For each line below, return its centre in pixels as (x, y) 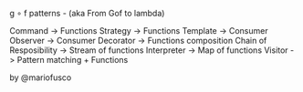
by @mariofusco (41, 77)
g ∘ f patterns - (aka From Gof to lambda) (87, 13)
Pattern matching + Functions (73, 60)
